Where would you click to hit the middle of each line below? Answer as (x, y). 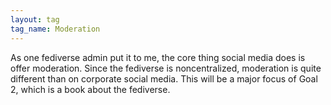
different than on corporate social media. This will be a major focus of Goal (164, 78)
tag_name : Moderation (55, 29)
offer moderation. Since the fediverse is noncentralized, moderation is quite (166, 68)
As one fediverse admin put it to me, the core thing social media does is (158, 57)
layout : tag (35, 19)
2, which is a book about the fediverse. (90, 89)
